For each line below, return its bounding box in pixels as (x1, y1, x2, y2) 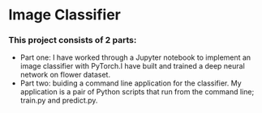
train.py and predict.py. (19, 95, 98, 106)
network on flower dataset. (19, 70, 111, 80)
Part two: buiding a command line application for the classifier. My (19, 78, 242, 88)
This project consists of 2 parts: (8, 35, 137, 46)
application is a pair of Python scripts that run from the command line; (19, 87, 255, 97)
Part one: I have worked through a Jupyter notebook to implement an (19, 52, 251, 62)
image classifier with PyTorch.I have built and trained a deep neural (19, 61, 245, 71)
